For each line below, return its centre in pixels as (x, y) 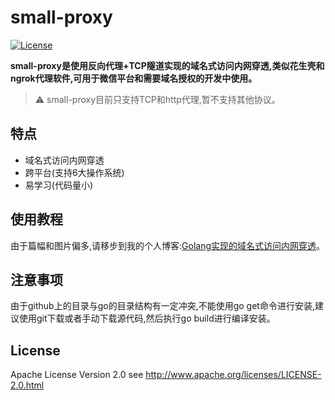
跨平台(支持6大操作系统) (74, 172)
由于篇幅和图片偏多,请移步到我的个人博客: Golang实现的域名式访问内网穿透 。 (168, 245)
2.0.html (27, 385)
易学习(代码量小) (59, 185)
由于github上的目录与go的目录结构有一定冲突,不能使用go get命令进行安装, (162, 306)
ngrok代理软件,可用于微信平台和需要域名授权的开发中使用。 (134, 78)
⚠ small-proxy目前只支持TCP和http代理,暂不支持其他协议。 (157, 99)
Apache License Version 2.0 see (77, 375)
